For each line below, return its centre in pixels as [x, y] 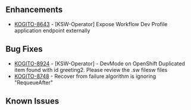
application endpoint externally [52, 30]
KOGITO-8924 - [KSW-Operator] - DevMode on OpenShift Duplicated [100, 63]
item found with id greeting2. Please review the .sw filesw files [91, 70]
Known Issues [32, 101]
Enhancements [34, 10]
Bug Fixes [24, 49]
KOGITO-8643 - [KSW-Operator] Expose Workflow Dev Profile [91, 24]
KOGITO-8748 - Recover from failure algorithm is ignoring [85, 76]
